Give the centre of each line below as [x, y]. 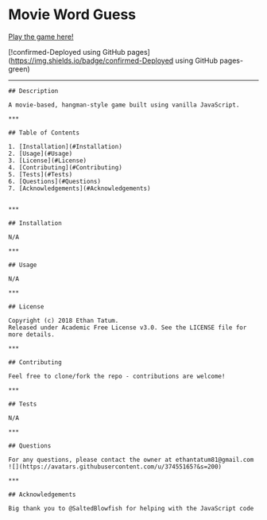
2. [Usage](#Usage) [41, 153]
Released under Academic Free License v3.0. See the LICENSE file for [128, 328]
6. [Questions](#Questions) [55, 181]
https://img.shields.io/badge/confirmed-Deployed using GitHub [114, 60]
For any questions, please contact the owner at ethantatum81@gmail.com [131, 460]
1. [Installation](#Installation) [66, 146]
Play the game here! [41, 37]
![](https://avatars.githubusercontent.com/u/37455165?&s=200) [115, 467]
